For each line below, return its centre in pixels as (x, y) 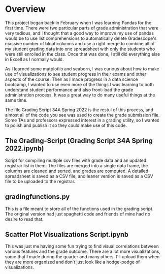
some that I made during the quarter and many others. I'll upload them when (82, 257)
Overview (25, 9)
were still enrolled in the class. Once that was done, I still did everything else (82, 54)
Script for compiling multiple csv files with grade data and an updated (76, 160)
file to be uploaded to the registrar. (40, 181)
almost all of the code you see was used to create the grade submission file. (82, 115)
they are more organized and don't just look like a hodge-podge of (73, 262)
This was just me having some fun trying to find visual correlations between (82, 246)
